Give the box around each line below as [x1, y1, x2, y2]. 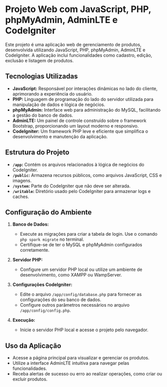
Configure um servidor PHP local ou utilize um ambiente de [20, 266, 142, 272]
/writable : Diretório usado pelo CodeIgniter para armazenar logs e [12, 188, 151, 194]
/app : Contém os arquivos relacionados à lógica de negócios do [12, 161, 144, 167]
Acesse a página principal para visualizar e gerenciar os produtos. [12, 355, 149, 361]
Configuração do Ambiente [5, 208, 92, 217]
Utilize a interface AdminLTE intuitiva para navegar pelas [12, 360, 129, 366]
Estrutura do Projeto [5, 148, 70, 157]
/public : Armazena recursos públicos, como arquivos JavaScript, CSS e [12, 172, 162, 178]
